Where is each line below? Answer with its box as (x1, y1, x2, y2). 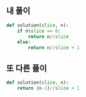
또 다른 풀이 (6, 63, 47, 73)
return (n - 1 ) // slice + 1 (17, 85, 80, 91)
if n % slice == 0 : (17, 28, 61, 34)
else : (17, 39, 31, 45)
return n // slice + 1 (28, 45, 80, 51)
